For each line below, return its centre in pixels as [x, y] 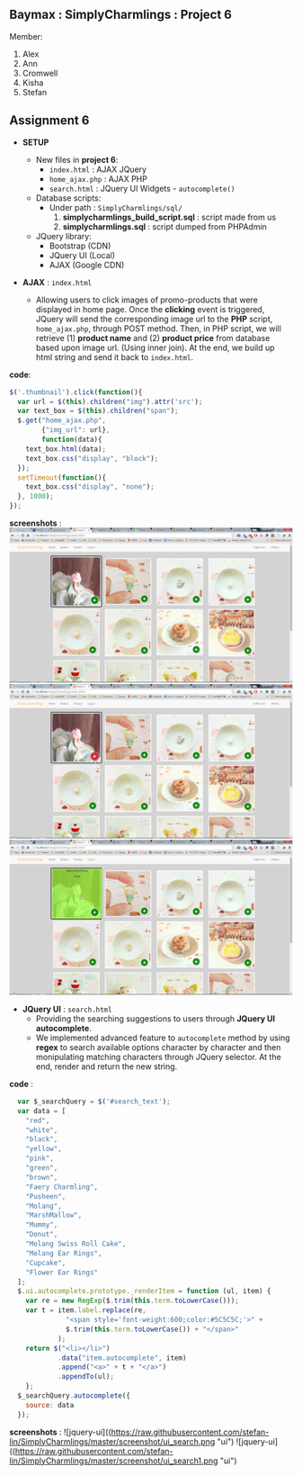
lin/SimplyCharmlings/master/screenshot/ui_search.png [112, 1441]
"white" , [42, 1130]
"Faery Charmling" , [62, 1187]
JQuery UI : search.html [67, 1009]
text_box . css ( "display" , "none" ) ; [90, 487]
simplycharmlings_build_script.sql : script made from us [169, 217]
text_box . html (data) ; [66, 449]
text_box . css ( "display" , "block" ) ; [92, 458]
